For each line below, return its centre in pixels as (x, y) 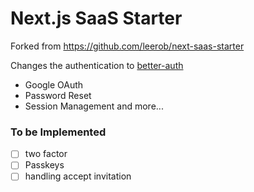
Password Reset (58, 95)
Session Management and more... (94, 106)
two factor (46, 154)
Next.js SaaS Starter (96, 18)
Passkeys (44, 165)
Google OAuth (54, 84)
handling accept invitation (78, 176)
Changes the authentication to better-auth (97, 65)
